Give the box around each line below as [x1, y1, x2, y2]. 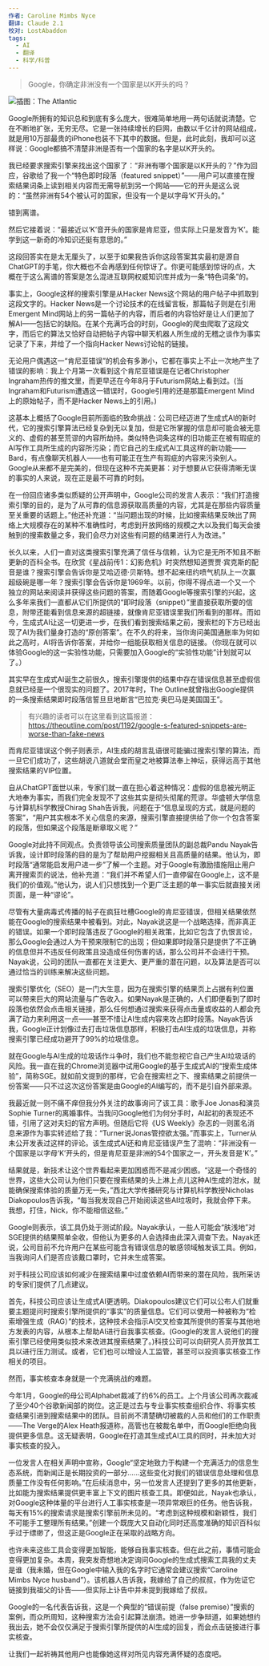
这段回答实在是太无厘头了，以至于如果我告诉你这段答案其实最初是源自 [8, 252, 240, 261]
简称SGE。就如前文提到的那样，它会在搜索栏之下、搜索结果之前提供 [25, 1071, 251, 1080]
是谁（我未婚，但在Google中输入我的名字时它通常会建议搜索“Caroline [8, 1564, 239, 1575]
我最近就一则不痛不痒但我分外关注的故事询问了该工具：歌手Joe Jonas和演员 [8, 1098, 260, 1107]
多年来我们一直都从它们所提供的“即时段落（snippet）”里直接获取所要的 [14, 597, 247, 607]
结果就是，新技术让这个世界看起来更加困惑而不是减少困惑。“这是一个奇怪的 [8, 1165, 258, 1175]
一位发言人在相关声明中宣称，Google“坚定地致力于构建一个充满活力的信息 [8, 1458, 252, 1467]
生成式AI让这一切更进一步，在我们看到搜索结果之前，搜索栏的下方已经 [22, 617, 254, 627]
